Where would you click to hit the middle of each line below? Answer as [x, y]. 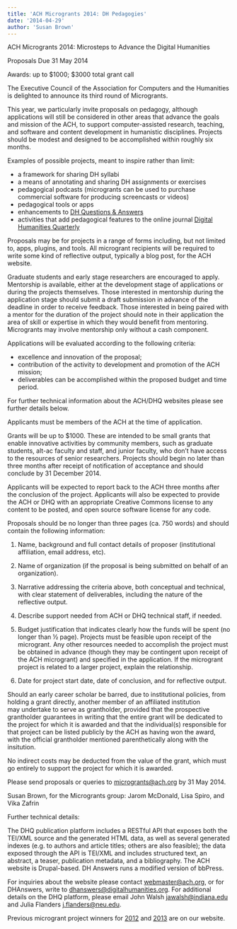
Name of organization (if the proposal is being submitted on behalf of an [123, 566]
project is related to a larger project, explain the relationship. [105, 667]
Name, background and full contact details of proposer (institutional [116, 545]
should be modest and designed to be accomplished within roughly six [110, 139]
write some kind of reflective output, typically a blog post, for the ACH [109, 256]
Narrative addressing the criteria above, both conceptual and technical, [121, 587]
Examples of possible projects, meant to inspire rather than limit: [101, 161]
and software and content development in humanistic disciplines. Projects [115, 132]
